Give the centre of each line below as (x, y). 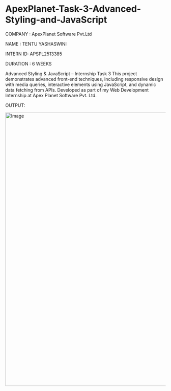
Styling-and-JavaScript (56, 20)
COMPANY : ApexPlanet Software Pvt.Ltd (49, 34)
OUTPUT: (15, 105)
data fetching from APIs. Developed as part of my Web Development (77, 90)
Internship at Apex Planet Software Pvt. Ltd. (51, 95)
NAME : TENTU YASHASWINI (36, 44)
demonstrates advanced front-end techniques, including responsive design (84, 79)
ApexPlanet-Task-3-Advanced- (73, 9)
